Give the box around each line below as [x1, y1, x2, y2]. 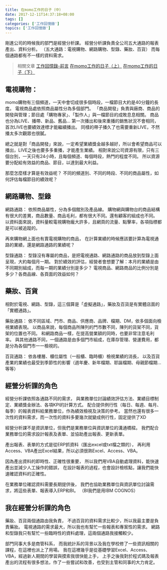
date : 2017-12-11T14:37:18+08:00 [5, 12, 75, 17]
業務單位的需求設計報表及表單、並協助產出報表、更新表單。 [5, 431, 127, 437]
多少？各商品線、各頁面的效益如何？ [5, 271, 80, 277]
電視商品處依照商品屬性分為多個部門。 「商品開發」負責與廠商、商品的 [14, 105, 160, 111]
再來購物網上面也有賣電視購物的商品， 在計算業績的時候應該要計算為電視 [5, 236, 155, 242]
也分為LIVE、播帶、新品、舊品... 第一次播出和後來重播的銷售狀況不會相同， [5, 118, 159, 124]
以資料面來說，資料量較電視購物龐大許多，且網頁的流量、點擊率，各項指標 [5, 219, 158, 225]
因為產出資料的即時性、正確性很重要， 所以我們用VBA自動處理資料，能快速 [5, 458, 159, 465]
